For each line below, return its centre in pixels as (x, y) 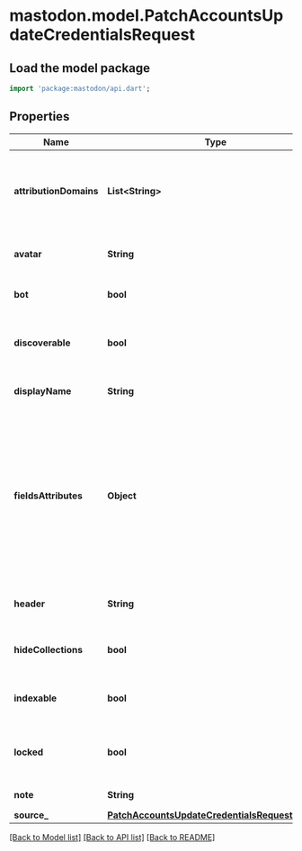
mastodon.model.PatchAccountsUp (147, 16)
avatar (28, 254)
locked (29, 752)
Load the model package (80, 68)
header (30, 604)
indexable (36, 698)
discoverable (42, 343)
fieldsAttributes (48, 496)
